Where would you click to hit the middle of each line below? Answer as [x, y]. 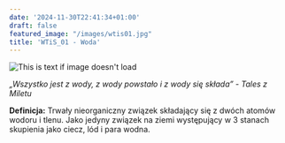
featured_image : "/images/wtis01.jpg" [81, 34]
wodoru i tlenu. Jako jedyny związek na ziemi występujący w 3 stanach [139, 120]
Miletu [21, 94]
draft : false [33, 26]
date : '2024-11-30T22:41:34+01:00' [75, 17]
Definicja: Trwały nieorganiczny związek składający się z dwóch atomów [142, 110]
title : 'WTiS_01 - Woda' [55, 42]
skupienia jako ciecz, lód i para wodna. [80, 130]
